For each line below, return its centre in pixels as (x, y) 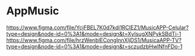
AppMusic (33, 11)
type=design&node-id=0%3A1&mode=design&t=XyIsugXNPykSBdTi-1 (94, 33)
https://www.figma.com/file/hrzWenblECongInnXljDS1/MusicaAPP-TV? (94, 40)
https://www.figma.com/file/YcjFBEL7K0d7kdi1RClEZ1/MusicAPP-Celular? (97, 27)
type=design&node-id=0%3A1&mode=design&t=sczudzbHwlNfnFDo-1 (94, 46)
